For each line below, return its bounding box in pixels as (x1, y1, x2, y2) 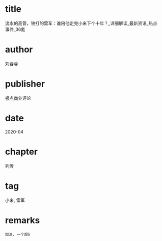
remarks (5, 214, 40, 226)
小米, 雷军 (5, 197, 25, 203)
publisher (5, 79, 45, 89)
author (5, 44, 33, 55)
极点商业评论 (5, 95, 31, 101)
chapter (5, 146, 38, 157)
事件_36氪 (5, 26, 26, 32)
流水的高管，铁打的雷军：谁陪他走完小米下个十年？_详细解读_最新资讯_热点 (5, 20, 158, 26)
